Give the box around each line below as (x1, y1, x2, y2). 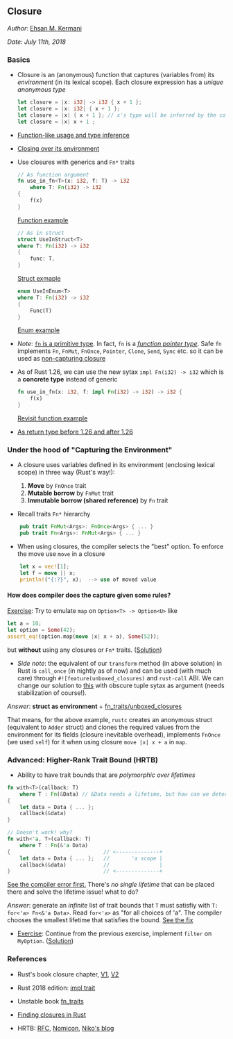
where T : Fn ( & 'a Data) (19, 842, 89, 849)
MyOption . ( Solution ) (17, 937, 74, 945)
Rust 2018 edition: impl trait (17, 983, 96, 992)
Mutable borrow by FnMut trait (27, 489, 114, 498)
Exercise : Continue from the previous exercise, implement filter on (17, 929, 212, 938)
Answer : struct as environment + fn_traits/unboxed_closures (7, 702, 182, 710)
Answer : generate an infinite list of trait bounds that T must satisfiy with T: (7, 901, 218, 910)
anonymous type (17, 85, 66, 94)
